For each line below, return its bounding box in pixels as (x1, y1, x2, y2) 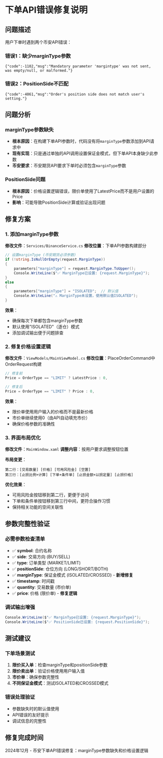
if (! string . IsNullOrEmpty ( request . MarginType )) (5, 257, 106, 262)
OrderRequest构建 (5, 361, 42, 367)
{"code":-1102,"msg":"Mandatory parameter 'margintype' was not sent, (5, 64, 151, 69)
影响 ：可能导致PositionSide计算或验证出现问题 (12, 199, 106, 205)
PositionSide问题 (5, 176, 46, 183)
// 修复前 (5, 371, 23, 376)
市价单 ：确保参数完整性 (12, 674, 59, 680)
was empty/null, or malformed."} (5, 68, 73, 73)
